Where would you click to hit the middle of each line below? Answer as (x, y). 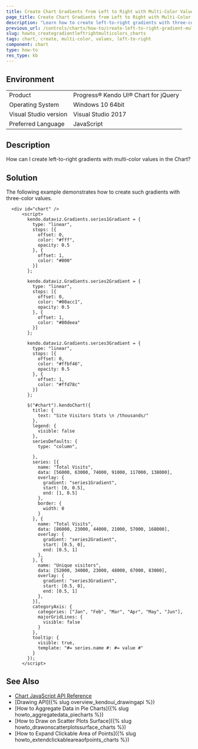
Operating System (34, 105)
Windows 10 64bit (99, 105)
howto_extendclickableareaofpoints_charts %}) (72, 740)
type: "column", (57, 447)
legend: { (44, 426)
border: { (49, 503)
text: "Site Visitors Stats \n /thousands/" (93, 416)
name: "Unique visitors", (69, 565)
